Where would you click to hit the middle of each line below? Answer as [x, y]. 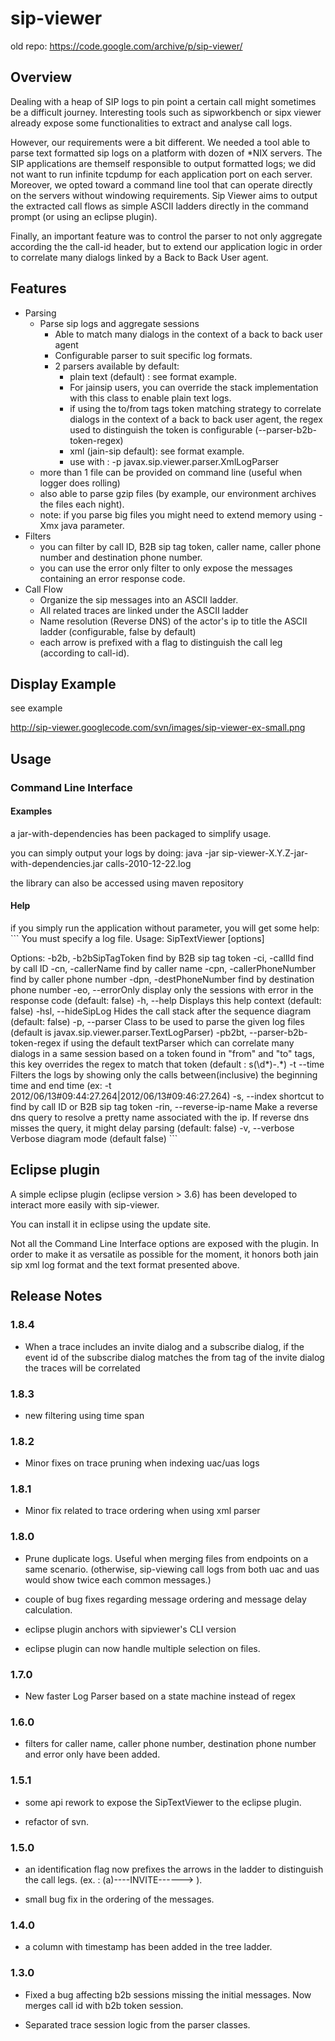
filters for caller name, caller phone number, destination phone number [170, 1744]
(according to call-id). [84, 653]
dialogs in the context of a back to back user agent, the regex [196, 419]
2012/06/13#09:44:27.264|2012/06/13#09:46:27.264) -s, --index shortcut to [167, 1096]
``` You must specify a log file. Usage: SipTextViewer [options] [137, 939]
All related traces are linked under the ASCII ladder [144, 610]
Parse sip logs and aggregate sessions [119, 323]
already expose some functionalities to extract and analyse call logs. [151, 123]
